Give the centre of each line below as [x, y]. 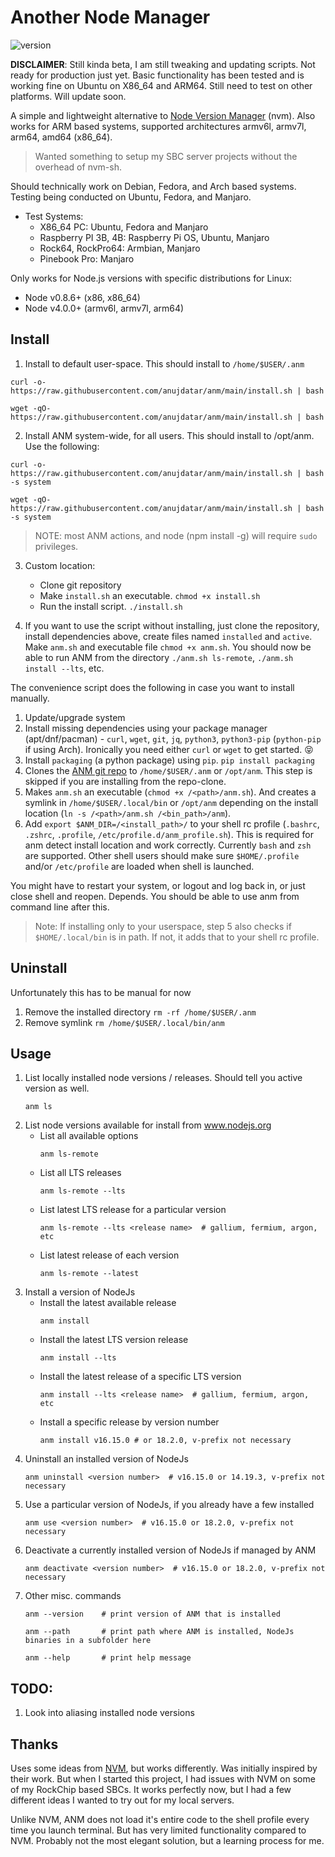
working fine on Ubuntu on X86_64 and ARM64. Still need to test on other [161, 85]
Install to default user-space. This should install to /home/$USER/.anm [164, 363]
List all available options [89, 1136]
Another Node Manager [110, 17]
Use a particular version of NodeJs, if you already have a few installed [169, 1505]
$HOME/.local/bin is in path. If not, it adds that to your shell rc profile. [177, 937]
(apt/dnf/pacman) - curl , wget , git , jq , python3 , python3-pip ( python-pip [173, 738]
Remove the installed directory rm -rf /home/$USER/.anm [140, 1012]
